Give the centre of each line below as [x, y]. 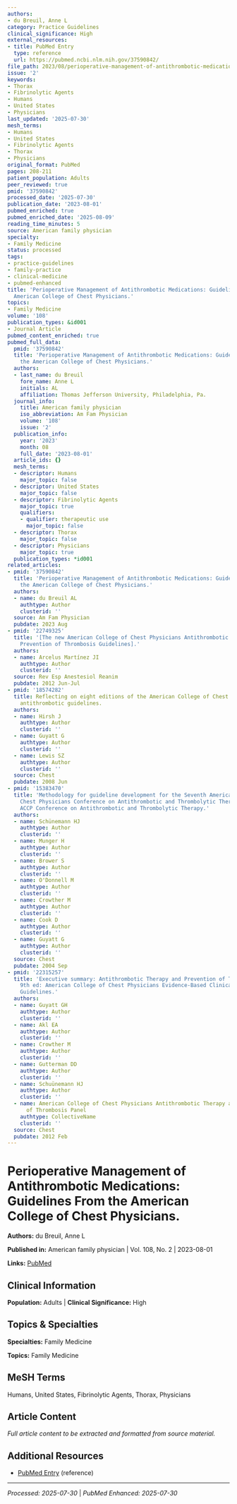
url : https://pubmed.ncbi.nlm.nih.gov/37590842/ [86, 60]
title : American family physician [71, 408]
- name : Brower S [39, 861]
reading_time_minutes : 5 [44, 224]
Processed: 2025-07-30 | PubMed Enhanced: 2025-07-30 [92, 1493]
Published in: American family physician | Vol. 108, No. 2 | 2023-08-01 [110, 1250]
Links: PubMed [30, 1263]
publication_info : [41, 434]
